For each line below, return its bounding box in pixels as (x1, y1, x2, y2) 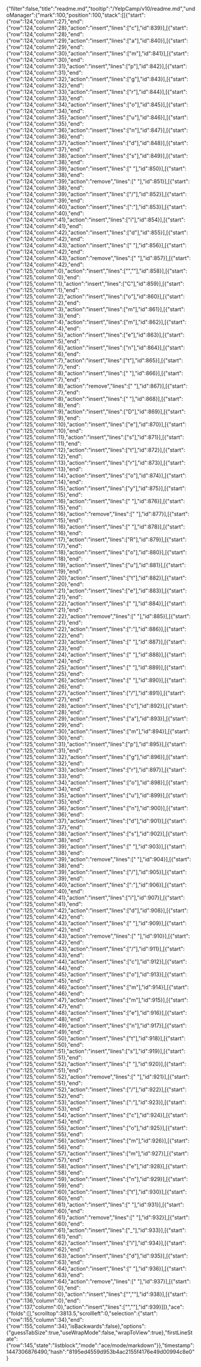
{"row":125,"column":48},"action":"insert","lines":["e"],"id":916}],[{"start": (6, 1009, 187, 1016)
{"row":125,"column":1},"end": (6, 287, 80, 294)
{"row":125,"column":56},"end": (6, 1144, 84, 1150)
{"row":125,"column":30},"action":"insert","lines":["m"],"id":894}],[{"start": (6, 728, 190, 735)
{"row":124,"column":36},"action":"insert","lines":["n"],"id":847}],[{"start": (6, 126, 188, 134)
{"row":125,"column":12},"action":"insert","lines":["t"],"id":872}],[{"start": (6, 447, 185, 453)
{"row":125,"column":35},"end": (6, 798, 84, 805)
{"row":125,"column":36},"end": (6, 811, 84, 818)
